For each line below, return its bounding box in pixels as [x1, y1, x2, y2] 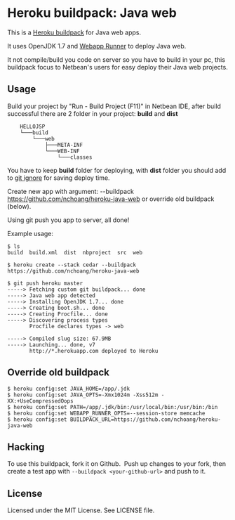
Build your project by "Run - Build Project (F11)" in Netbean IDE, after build [7, 102, 221, 110]
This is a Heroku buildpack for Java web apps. [7, 28, 142, 37]
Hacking [7, 441, 45, 453]
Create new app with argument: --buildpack [7, 187, 135, 195]
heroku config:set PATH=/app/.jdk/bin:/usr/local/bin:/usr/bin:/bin [13, 403, 218, 410]
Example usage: [7, 229, 54, 238]
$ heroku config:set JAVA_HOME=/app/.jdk [7, 385, 130, 392]
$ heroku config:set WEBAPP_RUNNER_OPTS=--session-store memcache [7, 410, 206, 417]
